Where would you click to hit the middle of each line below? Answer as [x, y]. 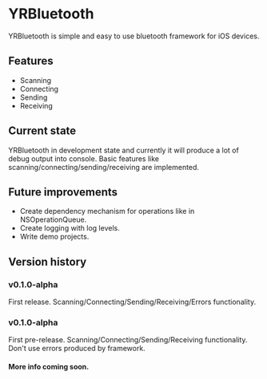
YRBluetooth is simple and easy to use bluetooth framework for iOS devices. [134, 36]
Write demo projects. [54, 237]
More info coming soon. [49, 366]
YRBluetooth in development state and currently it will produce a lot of [124, 150]
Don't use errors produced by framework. [77, 349]
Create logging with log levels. [70, 228]
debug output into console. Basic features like [84, 158]
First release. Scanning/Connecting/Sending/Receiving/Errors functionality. [132, 302]
